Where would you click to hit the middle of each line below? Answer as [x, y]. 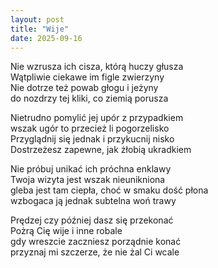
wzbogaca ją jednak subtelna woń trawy [93, 201]
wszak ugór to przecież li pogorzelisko [90, 128]
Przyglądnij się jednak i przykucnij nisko [92, 139]
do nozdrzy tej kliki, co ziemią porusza [89, 98]
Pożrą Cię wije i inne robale [66, 231]
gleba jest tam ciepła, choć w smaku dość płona [109, 190]
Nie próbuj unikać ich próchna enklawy [91, 169]
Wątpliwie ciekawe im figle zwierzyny [87, 77]
